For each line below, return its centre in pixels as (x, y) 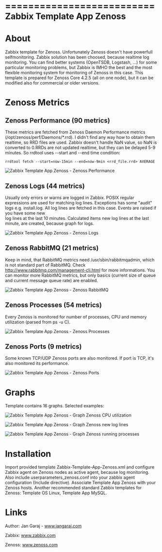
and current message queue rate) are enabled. (52, 280)
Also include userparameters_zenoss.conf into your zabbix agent (70, 477)
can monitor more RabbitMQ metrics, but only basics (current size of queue (81, 275)
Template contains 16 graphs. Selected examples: (55, 406)
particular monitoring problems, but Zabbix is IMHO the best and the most (79, 67)
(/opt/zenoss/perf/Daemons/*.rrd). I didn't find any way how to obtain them (80, 137)
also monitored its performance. (37, 363)
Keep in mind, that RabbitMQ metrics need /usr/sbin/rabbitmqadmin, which (80, 260)
